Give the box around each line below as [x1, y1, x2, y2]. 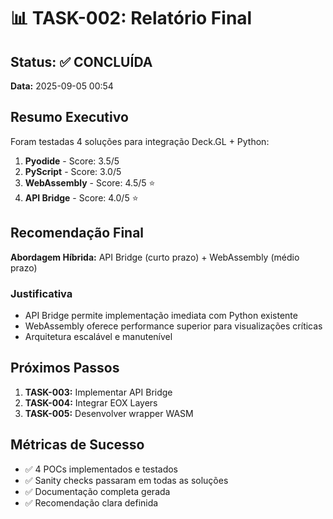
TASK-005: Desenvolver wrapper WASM [24, 407, 194, 419]
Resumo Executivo [10, 109, 129, 126]
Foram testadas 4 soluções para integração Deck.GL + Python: [10, 135, 270, 147]
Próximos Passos [10, 360, 120, 377]
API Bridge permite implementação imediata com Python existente [24, 309, 298, 321]
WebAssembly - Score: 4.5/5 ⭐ [24, 176, 156, 189]
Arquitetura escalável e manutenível [24, 330, 173, 342]
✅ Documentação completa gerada [24, 485, 171, 497]
